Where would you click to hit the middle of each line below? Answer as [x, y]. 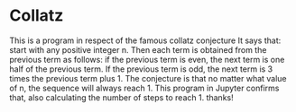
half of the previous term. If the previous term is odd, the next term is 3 [141, 69]
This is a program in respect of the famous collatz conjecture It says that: [145, 40]
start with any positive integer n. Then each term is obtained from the [138, 49]
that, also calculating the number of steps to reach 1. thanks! [121, 97]
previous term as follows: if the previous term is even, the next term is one [147, 59]
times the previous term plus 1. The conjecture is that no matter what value [148, 78]
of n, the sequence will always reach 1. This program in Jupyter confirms [144, 88]
